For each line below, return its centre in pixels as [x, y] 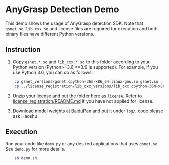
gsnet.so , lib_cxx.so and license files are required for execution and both [81, 28]
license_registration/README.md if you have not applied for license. [83, 101]
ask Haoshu [25, 116]
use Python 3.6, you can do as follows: [53, 72]
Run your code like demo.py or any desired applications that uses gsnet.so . [82, 144]
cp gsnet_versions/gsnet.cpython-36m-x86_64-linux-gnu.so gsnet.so [86, 81]
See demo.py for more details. [35, 149]
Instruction [23, 49]
